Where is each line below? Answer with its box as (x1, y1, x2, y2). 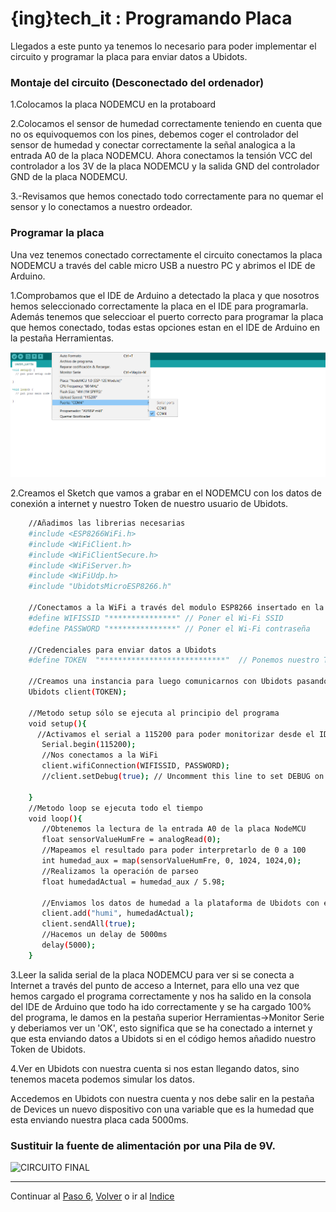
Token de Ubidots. (10, 1043, 86, 1055)
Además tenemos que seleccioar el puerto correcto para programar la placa (10, 310, 324, 322)
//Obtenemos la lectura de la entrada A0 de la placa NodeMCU (41, 824, 307, 834)
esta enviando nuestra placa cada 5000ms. (10, 1113, 189, 1126)
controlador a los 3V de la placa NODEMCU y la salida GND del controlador (10, 160, 320, 172)
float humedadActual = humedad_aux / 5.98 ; (41, 877, 226, 887)
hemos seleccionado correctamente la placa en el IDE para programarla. (10, 300, 309, 312)
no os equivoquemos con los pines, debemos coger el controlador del (10, 128, 299, 141)
